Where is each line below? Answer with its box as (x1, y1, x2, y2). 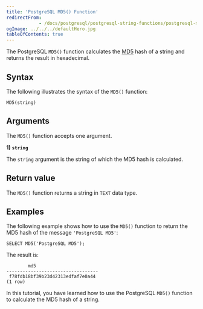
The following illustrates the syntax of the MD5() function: (6, 88, 148, 95)
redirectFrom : (6, 15, 42, 21)
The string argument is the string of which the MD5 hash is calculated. (6, 155, 183, 163)
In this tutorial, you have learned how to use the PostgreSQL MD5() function (6, 290, 193, 297)
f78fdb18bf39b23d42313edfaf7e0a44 (8, 273, 96, 280)
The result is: (6, 252, 39, 259)
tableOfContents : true (6, 31, 63, 37)
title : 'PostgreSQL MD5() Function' (6, 8, 98, 15)
